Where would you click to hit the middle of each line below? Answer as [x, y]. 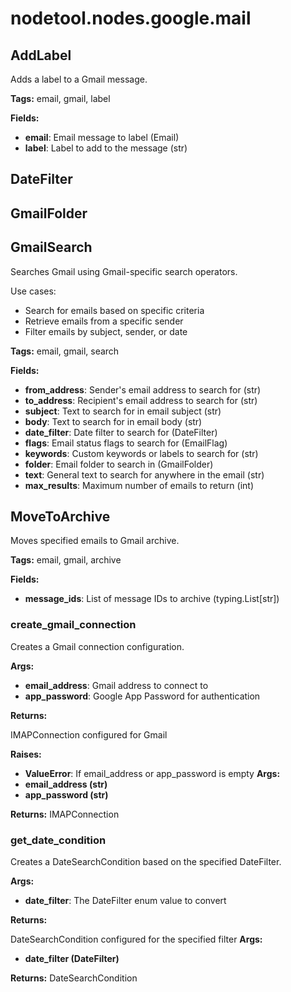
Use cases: [33, 291]
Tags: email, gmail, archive [66, 560]
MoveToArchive [60, 516]
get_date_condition [58, 840]
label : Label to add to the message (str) [106, 148]
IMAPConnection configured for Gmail [89, 734]
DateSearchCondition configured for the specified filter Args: [136, 939]
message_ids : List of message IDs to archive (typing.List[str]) [152, 599]
